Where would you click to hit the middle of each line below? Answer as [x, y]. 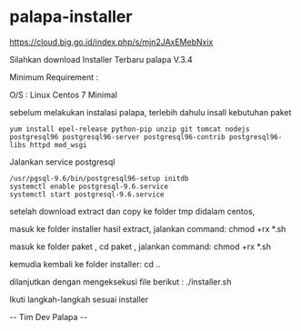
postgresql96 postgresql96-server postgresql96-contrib [117, 137]
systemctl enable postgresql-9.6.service [89, 186]
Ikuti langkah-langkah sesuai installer [79, 299]
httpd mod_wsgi [59, 145]
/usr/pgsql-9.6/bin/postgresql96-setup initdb [99, 178]
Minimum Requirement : [54, 77]
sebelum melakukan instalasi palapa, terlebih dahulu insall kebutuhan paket [150, 112]
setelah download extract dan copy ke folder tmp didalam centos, [132, 211]
